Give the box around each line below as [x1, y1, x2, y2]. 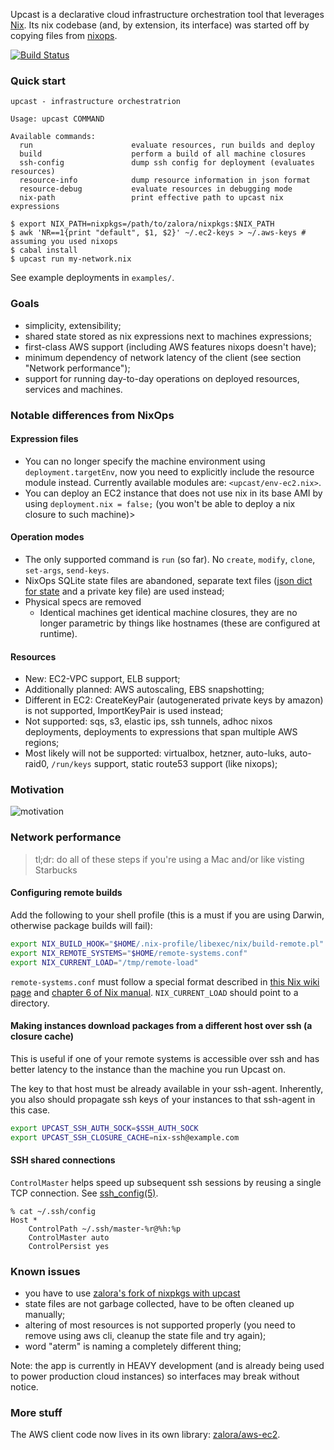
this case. [10, 1104, 51, 1116]
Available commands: [10, 132, 97, 142]
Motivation [10, 783, 65, 797]
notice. [10, 1381, 39, 1393]
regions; [24, 737, 60, 749]
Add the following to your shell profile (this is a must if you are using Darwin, [10, 909, 325, 921]
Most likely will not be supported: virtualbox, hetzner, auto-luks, [24, 747, 288, 759]
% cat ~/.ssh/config [10, 1206, 97, 1216]
